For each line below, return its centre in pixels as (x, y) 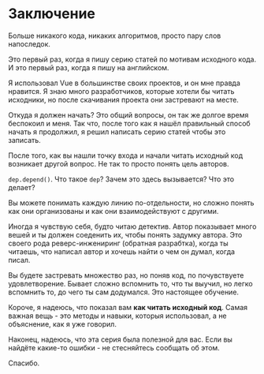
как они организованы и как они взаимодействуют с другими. (113, 211)
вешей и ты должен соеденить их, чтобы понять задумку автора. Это (125, 234)
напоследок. (30, 43)
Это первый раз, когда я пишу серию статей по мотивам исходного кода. (132, 59)
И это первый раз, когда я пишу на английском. (89, 67)
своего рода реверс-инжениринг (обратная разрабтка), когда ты (118, 243)
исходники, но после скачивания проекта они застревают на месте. (123, 99)
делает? (22, 187)
